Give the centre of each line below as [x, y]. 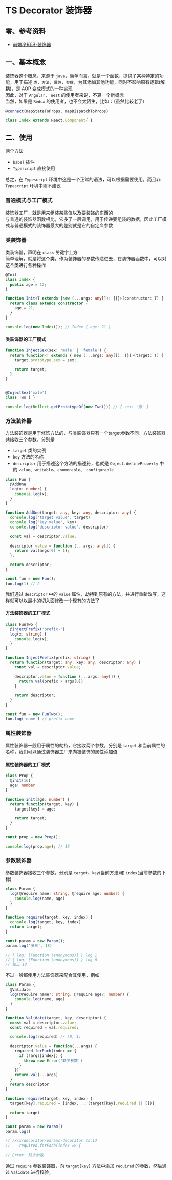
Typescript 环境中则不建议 [33, 186]
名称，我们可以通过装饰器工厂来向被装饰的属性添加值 [61, 752]
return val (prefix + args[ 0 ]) [51, 681]
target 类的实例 [29, 450]
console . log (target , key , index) [46, 922]
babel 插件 [24, 162]
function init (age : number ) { [38, 799]
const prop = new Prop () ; [33, 837]
